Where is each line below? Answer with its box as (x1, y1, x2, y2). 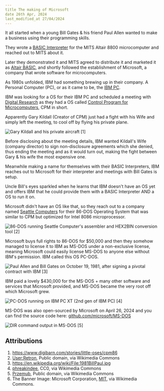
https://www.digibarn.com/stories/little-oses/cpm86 (12, 350, 117, 356)
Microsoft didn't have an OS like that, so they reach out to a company (5, 204, 145, 210)
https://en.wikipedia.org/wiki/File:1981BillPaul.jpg (12, 360, 111, 366)
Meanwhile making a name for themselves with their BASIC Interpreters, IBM (5, 163, 160, 170)
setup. (5, 174, 18, 180)
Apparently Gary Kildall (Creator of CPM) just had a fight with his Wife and (5, 114, 155, 120)
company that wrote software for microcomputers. (5, 70, 107, 76)
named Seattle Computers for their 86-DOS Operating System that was (5, 209, 148, 214)
